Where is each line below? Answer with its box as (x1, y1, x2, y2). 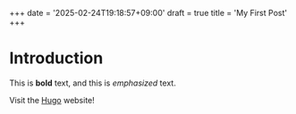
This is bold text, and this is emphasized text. (9, 77, 176, 88)
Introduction (9, 48, 104, 69)
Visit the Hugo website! (9, 94, 96, 105)
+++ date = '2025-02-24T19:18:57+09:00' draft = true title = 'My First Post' (9, 8, 288, 18)
